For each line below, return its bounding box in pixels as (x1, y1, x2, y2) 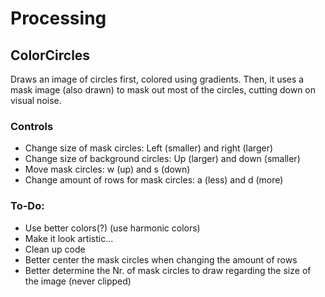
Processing (10, 7, 107, 30)
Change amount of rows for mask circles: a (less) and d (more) (24, 174, 284, 186)
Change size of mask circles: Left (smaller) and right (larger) (24, 142, 274, 154)
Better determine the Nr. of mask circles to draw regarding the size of (24, 264, 312, 276)
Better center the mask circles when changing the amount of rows (24, 253, 298, 266)
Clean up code (24, 243, 86, 255)
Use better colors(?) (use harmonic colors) (24, 222, 201, 234)
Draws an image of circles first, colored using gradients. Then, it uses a (10, 73, 305, 85)
